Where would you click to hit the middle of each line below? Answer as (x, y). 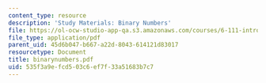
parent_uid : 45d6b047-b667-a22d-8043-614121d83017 (93, 45)
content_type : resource (47, 15)
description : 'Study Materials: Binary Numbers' (90, 23)
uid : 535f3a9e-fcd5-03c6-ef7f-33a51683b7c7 (81, 67)
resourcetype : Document (47, 52)
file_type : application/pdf (55, 38)
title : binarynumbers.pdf (51, 60)
